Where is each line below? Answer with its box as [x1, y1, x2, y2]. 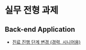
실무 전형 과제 [5, 5, 59, 16]
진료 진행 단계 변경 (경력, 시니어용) [12, 39, 81, 45]
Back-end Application [5, 25, 75, 33]
